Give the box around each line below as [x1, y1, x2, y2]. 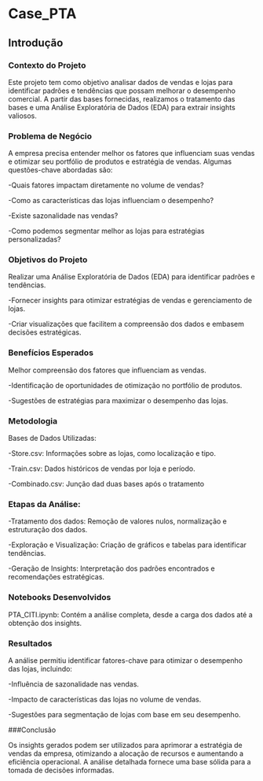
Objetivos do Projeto [8, 254, 88, 265]
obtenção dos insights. [8, 618, 82, 627]
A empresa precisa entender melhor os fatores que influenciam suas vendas [8, 149, 255, 158]
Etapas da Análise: [8, 498, 81, 509]
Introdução [8, 36, 64, 50]
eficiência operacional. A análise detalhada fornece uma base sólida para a [8, 757, 251, 766]
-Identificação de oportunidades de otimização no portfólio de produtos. [8, 380, 243, 390]
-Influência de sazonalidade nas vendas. [8, 679, 140, 689]
